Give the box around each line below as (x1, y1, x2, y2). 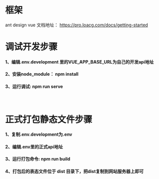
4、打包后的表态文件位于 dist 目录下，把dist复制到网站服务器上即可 (5, 169, 144, 175)
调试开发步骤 (5, 41, 58, 53)
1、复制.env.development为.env (5, 131, 73, 137)
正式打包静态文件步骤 (5, 114, 93, 125)
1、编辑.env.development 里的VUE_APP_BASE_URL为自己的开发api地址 (5, 59, 154, 65)
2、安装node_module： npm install (5, 71, 79, 77)
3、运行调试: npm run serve (5, 83, 63, 89)
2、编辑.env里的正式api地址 (5, 144, 63, 150)
